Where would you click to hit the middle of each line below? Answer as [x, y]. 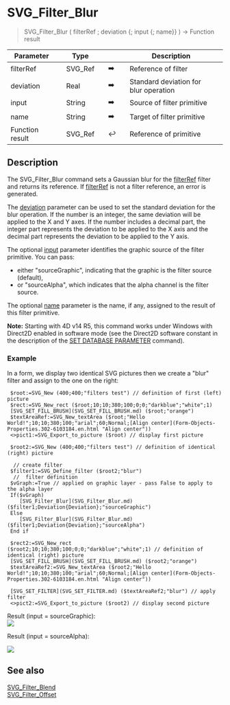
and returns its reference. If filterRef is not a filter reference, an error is [107, 186]
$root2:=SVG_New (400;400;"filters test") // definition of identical [113, 448]
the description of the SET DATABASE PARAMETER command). [96, 340]
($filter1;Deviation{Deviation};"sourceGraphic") [79, 507]
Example [22, 358]
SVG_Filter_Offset [32, 694]
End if [20, 531]
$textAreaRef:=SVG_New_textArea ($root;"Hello [78, 417]
